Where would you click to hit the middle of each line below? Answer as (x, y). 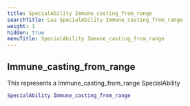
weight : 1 (21, 26)
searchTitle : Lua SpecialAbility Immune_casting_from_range (95, 20)
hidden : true (26, 32)
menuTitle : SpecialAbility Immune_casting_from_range (86, 39)
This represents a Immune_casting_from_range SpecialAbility (94, 83)
